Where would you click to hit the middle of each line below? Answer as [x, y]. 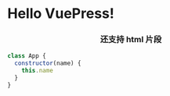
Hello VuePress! [61, 14]
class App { [27, 56]
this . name [38, 71]
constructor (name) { [48, 63]
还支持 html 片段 [131, 40]
